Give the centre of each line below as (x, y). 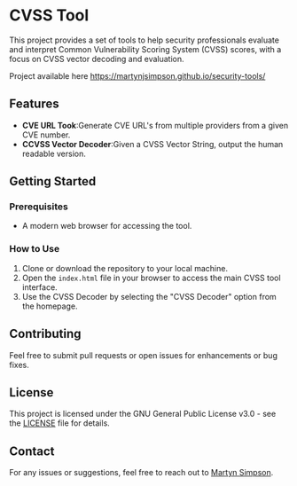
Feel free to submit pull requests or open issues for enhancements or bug (143, 355)
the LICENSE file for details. (60, 423)
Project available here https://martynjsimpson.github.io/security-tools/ (137, 75)
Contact (32, 451)
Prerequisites (39, 207)
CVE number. (46, 135)
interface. (39, 287)
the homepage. (50, 306)
